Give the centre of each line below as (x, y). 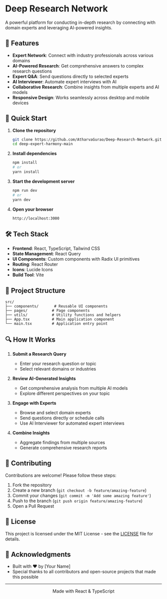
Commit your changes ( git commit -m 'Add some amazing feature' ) (82, 495)
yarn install (26, 172)
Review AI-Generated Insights (44, 378)
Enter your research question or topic (58, 364)
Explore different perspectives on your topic (65, 393)
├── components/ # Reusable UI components (56, 306)
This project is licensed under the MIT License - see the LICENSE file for (79, 533)
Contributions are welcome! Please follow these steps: (61, 475)
